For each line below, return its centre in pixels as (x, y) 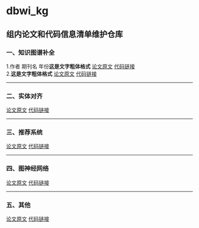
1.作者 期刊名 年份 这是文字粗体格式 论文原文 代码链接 (70, 66)
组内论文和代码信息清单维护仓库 (65, 34)
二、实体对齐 (25, 96)
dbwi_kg (27, 11)
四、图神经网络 (28, 168)
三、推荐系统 (25, 132)
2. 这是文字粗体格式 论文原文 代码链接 (52, 74)
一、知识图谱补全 (31, 53)
